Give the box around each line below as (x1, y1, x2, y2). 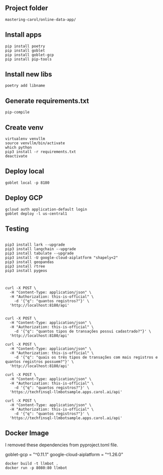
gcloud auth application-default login (5, 207, 87, 212)
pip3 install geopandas (5, 260, 54, 264)
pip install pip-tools (5, 56, 52, 61)
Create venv (5, 123, 43, 132)
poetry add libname (5, 83, 45, 88)
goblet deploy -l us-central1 (5, 211, 68, 216)
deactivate (5, 154, 28, 159)
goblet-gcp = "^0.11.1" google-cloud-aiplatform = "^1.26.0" (5, 452, 123, 458)
